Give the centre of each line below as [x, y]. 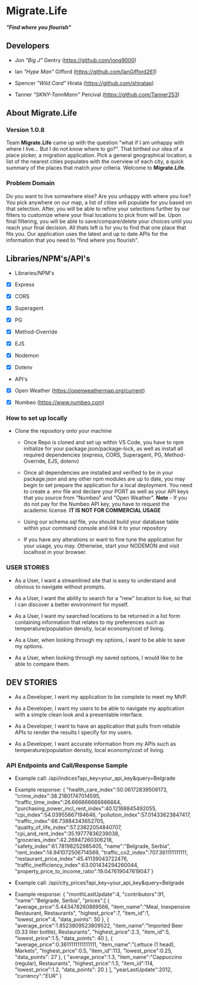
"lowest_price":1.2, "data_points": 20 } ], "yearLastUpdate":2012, [93, 969]
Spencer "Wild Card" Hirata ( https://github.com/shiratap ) [84, 83]
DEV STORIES [32, 683]
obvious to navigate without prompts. [60, 587]
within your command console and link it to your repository [95, 528]
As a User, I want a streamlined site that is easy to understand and [95, 580]
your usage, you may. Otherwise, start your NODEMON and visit [101, 546]
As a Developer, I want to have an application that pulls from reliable [97, 726]
